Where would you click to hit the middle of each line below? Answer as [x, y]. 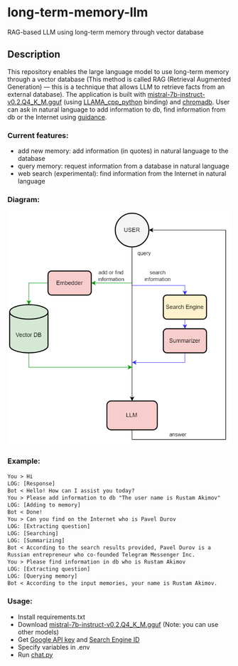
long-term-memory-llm [78, 12]
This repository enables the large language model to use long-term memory [118, 71]
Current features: [38, 135]
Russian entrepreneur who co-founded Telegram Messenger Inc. [101, 555]
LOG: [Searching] [33, 534]
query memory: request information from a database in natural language [123, 166]
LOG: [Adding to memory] [44, 505]
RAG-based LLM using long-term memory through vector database [106, 32]
